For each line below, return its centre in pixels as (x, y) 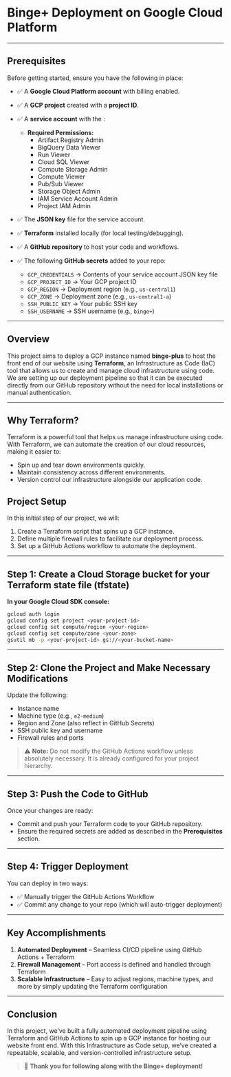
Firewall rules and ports (50, 738)
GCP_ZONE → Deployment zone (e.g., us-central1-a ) (99, 296)
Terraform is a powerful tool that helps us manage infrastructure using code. (115, 437)
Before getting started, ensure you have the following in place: (95, 78)
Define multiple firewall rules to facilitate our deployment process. (110, 538)
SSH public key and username (60, 731)
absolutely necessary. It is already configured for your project (111, 758)
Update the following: (37, 695)
